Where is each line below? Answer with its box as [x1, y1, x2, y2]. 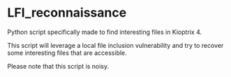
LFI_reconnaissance [7, 5, 127, 21]
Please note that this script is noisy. [7, 62, 110, 70]
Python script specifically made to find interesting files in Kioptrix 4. [7, 28, 202, 36]
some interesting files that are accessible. [7, 49, 127, 57]
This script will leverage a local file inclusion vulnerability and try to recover [7, 41, 224, 49]
